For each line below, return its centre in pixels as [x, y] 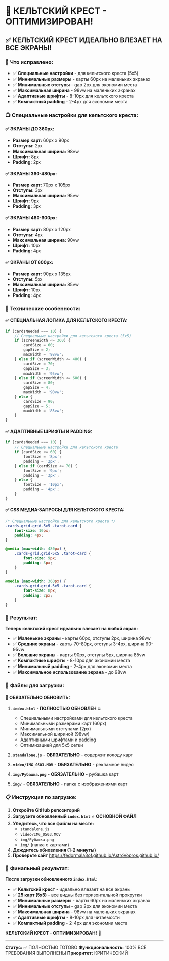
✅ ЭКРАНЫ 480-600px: [31, 218]
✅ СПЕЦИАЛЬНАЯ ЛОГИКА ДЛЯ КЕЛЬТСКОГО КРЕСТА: [66, 320]
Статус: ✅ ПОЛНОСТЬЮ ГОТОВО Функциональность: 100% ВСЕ [76, 947]
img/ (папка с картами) [45, 844]
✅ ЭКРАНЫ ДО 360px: [30, 129]
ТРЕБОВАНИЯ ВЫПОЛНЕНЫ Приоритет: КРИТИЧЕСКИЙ [67, 953]
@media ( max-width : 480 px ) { [36, 549]
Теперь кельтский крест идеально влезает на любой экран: [72, 629]
